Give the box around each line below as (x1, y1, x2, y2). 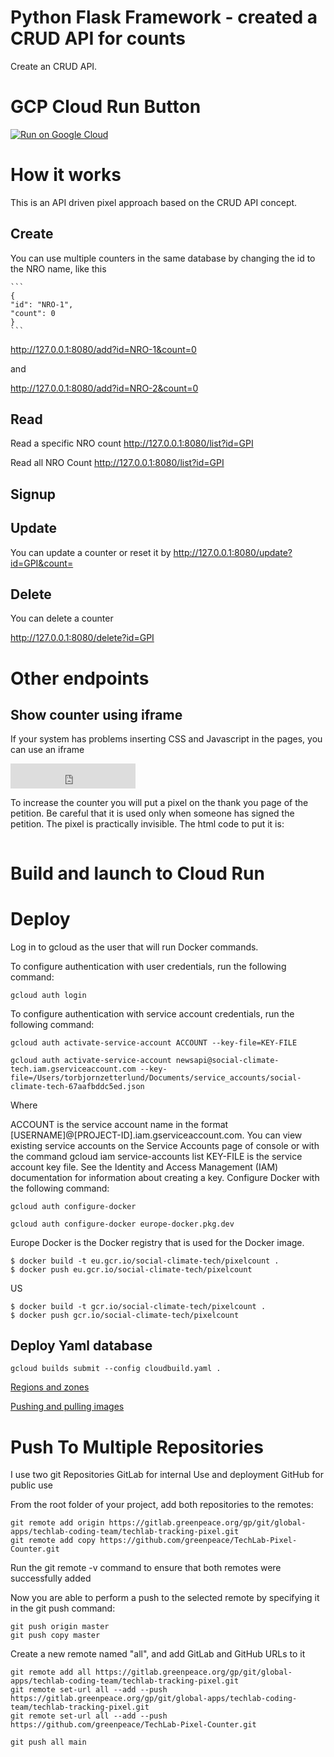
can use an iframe (10, 744, 85, 756)
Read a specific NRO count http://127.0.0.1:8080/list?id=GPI (10, 437, 254, 450)
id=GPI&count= (10, 557, 74, 569)
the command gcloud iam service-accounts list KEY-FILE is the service (10, 1150, 303, 1162)
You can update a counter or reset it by (10, 546, 172, 558)
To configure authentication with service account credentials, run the (10, 1007, 295, 1020)
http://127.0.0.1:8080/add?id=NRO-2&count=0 (10, 382, 199, 394)
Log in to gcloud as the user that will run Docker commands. (10, 941, 259, 953)
